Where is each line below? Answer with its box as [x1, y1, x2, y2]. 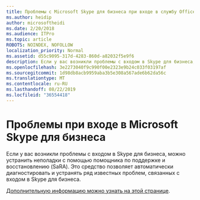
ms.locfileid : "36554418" [6, 92, 70, 98]
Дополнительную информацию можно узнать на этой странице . [6, 187, 171, 194]
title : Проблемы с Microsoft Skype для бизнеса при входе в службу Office [6, 8, 196, 15]
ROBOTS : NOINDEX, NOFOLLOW [6, 42, 73, 48]
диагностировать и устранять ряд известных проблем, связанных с [6, 169, 180, 176]
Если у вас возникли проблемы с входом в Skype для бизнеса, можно [6, 150, 186, 157]
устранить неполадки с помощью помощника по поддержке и [6, 156, 165, 164]
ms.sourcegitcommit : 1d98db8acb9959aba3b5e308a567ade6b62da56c [6, 70, 167, 76]
